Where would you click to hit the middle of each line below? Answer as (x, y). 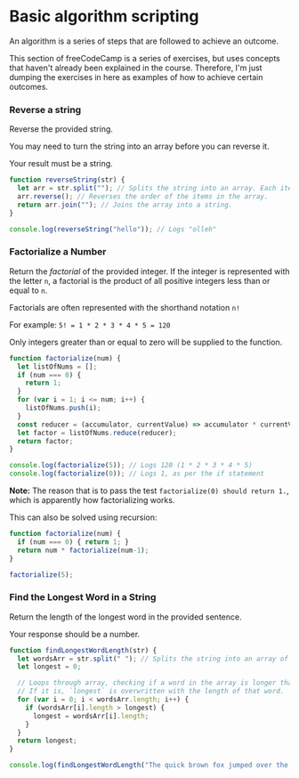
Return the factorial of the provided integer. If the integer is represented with (149, 271)
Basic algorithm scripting (104, 16)
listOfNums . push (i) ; (63, 408)
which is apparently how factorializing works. (92, 500)
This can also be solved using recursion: (83, 517)
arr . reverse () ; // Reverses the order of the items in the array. (143, 196)
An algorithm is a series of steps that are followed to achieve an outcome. (144, 41)
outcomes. (29, 86)
